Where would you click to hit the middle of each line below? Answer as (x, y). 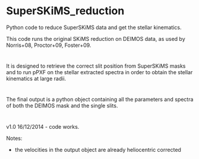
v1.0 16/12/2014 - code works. (43, 126)
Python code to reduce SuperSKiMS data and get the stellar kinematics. (94, 27)
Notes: (14, 138)
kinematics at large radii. (36, 79)
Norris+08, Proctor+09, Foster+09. (49, 45)
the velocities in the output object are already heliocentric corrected (98, 150)
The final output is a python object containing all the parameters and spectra (100, 100)
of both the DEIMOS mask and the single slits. (62, 106)
